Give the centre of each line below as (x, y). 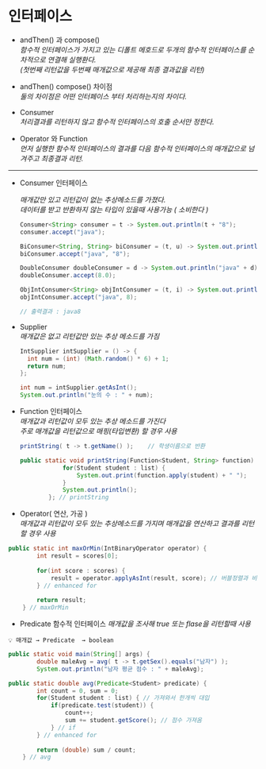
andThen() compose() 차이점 (66, 86)
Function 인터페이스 (51, 412)
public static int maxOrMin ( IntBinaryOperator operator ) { (108, 549)
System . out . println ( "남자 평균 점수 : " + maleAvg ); (120, 669)
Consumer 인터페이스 (54, 183)
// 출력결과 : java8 (50, 311)
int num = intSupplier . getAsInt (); (78, 388)
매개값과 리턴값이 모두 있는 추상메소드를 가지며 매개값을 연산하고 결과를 (129, 524)
